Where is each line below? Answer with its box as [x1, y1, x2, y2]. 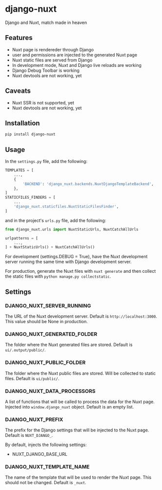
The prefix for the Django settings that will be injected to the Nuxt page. [5, 427, 149, 433]
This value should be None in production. [5, 319, 88, 324]
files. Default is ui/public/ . [5, 375, 60, 381]
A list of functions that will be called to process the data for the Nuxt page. [5, 399, 155, 405]
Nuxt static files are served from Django [12, 57, 93, 63]
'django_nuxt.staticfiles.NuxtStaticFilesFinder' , [14, 204, 119, 209]
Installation [5, 119, 40, 127]
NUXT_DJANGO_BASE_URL [12, 451, 67, 457]
